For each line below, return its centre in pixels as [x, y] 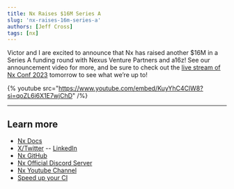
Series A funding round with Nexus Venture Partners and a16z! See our [109, 60]
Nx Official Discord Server [55, 163]
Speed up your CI [42, 178]
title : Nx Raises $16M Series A [54, 14]
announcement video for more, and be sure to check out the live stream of [114, 67]
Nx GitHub [32, 156]
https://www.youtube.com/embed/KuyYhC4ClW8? [131, 88]
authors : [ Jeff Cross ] [40, 26]
